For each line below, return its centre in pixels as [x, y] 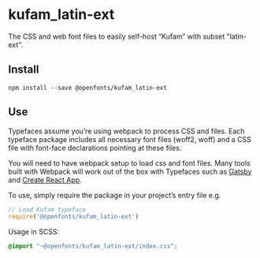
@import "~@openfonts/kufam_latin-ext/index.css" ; [93, 246]
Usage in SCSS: [34, 232]
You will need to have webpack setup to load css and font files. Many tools [129, 163]
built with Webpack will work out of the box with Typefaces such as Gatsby [130, 171]
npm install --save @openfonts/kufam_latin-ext [88, 88]
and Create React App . [45, 180]
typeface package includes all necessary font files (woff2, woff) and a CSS [130, 139]
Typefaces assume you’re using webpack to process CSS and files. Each [126, 131]
